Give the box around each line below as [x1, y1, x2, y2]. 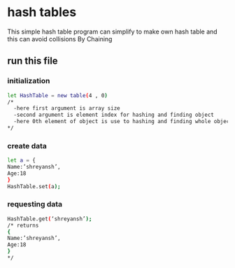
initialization [7, 76, 50, 86]
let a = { [7, 157, 36, 164]
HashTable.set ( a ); [7, 183, 61, 190]
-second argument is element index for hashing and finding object [13, 111, 215, 119]
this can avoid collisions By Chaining [7, 34, 113, 43]
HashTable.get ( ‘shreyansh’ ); [7, 215, 92, 223]
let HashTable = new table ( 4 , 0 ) [7, 92, 108, 99]
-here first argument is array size [13, 105, 120, 112]
